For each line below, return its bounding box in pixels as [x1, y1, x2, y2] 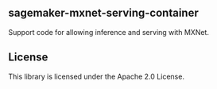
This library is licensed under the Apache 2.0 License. [8, 72, 185, 81]
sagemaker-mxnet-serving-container [8, 6, 199, 20]
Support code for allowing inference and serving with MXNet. [8, 27, 209, 37]
